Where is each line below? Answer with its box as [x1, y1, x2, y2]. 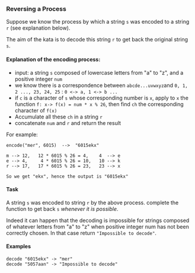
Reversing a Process [6, 5, 66, 13]
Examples [6, 243, 31, 250]
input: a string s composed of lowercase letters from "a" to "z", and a [14, 69, 184, 76]
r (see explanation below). [6, 24, 71, 31]
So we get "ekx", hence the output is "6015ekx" [6, 174, 129, 179]
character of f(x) [14, 107, 57, 114]
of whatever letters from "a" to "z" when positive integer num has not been [6, 223, 190, 230]
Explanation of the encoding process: [6, 56, 101, 63]
